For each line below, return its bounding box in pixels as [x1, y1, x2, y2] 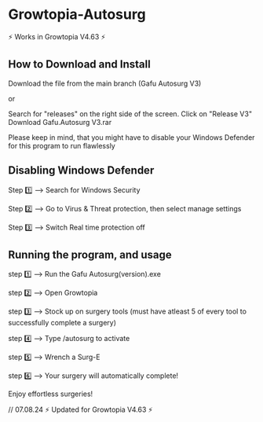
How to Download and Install [8, 57, 151, 72]
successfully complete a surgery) [8, 318, 116, 328]
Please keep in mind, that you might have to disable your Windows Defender [8, 132, 255, 142]
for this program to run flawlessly [8, 141, 115, 150]
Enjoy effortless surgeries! [8, 389, 93, 398]
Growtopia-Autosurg [8, 6, 147, 24]
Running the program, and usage [8, 248, 172, 261]
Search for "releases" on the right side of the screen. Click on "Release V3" [8, 108, 253, 119]
